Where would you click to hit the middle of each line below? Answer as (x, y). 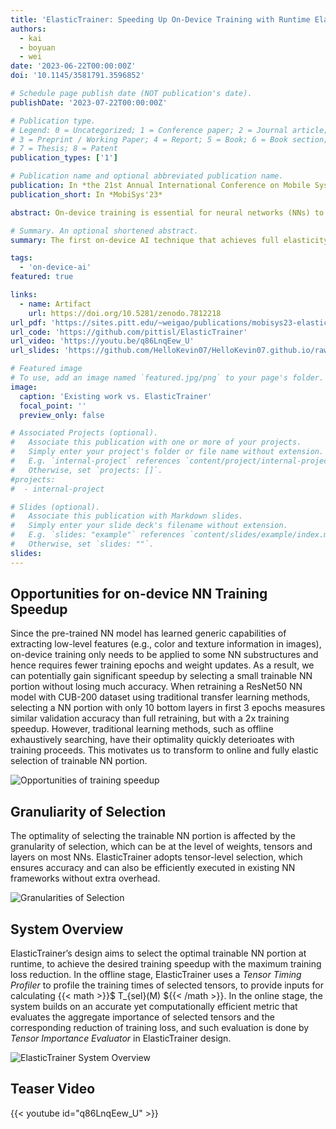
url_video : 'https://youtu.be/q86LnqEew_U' (102, 341)
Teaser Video (53, 1089)
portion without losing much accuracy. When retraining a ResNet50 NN (156, 687)
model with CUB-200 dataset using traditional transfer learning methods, (160, 697)
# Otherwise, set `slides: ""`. (82, 544)
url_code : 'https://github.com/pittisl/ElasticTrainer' (129, 332)
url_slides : (35, 351)
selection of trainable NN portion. (79, 761)
